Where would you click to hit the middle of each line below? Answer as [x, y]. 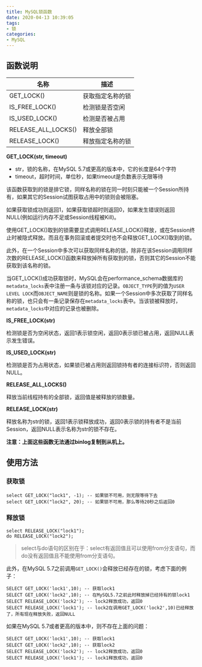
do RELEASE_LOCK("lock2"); [40, 536]
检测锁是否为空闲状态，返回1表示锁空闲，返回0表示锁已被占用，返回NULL [98, 333]
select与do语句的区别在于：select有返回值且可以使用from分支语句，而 [108, 548]
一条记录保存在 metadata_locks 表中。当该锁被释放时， [115, 301]
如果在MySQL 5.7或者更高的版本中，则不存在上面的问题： [78, 626]
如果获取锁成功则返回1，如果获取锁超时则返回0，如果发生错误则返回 [91, 209]
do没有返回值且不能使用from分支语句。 [69, 555]
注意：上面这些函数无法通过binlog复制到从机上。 [67, 441]
